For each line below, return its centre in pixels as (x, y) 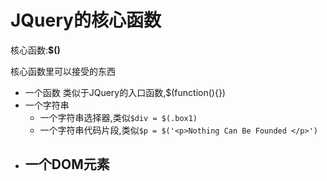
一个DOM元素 (67, 164)
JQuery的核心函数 (86, 20)
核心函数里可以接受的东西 (63, 71)
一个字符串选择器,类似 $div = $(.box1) (118, 117)
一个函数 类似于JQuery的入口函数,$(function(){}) (125, 92)
